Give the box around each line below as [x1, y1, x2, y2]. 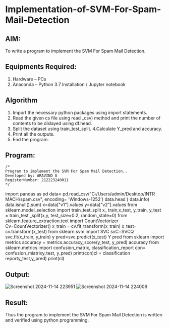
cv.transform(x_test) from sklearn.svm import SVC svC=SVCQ [5, 229, 134, 235]
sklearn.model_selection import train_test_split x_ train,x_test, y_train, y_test [5, 207, 161, 213]
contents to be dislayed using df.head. [12, 120, 92, 126]
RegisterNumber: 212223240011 [5, 178, 69, 183]
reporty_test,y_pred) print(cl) [5, 256, 65, 262]
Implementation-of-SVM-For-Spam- [5, 4, 161, 15]
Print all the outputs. [12, 131, 54, 137]
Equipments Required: [5, 62, 77, 71]
